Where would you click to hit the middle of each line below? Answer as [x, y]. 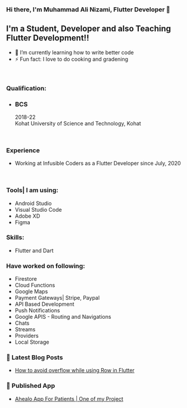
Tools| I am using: [32, 190]
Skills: [15, 237]
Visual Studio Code [38, 209]
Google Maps [31, 291]
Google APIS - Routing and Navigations [63, 317]
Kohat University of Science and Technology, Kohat [78, 123]
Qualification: [26, 88]
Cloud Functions [35, 285]
